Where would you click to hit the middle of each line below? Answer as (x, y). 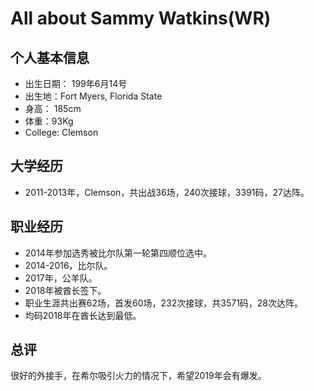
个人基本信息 (50, 57)
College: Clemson (61, 132)
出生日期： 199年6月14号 (76, 83)
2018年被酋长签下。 (65, 290)
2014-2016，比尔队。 (68, 265)
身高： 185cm (53, 108)
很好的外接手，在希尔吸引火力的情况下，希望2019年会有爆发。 (138, 376)
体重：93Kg (49, 121)
